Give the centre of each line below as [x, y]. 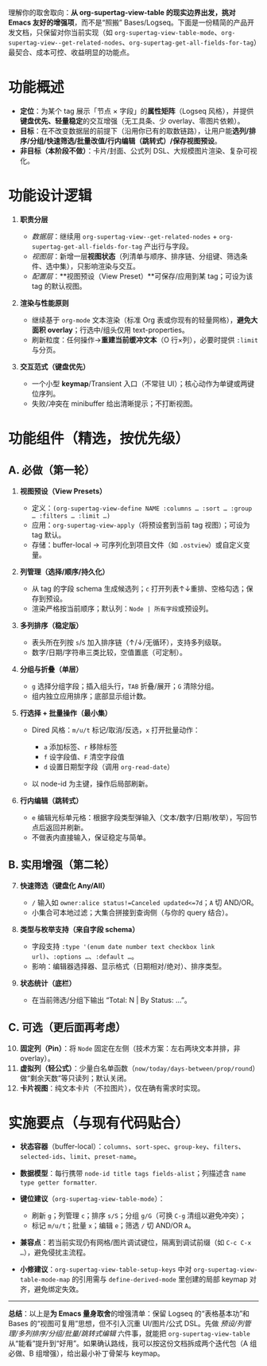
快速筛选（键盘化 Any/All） [64, 885]
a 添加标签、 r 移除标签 [80, 747]
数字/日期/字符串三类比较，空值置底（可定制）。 [109, 652]
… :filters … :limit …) [71, 516]
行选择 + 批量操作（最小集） [66, 712]
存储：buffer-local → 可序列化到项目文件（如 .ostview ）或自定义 [137, 544]
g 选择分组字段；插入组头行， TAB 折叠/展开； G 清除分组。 [125, 686]
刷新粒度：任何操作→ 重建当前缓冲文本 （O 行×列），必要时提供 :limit [145, 340]
